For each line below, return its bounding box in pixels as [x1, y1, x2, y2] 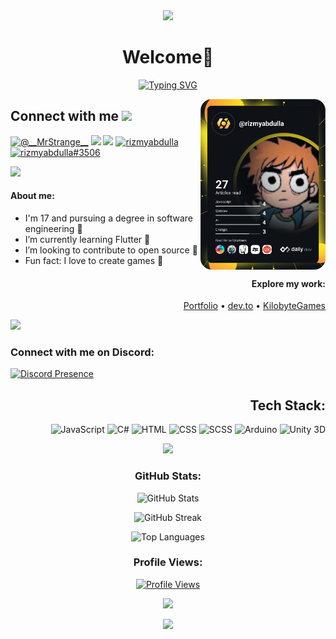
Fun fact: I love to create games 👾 [24, 254, 164, 266]
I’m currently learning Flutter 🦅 [24, 233, 151, 245]
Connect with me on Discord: [10, 345, 155, 359]
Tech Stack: [249, 397, 326, 414]
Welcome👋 [121, 46, 215, 69]
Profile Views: [133, 555, 203, 569]
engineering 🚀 [24, 222, 83, 234]
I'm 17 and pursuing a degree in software [24, 212, 193, 224]
